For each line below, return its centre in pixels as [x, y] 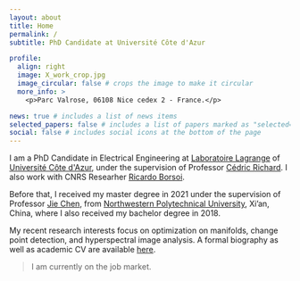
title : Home [31, 26]
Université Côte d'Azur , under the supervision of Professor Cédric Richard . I [149, 168]
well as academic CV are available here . [83, 250]
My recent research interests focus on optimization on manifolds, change [144, 231]
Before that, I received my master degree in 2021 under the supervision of [145, 194]
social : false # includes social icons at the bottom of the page [135, 133]
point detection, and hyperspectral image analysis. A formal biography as [144, 240]
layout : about [36, 17]
